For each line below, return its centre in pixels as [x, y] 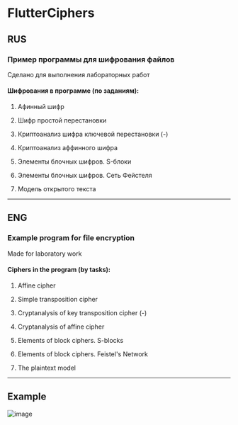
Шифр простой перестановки [62, 120]
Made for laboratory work [45, 254]
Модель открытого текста [57, 189]
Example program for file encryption [71, 238]
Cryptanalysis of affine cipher [61, 327]
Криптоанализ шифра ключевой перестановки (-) [93, 134]
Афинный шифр [41, 107]
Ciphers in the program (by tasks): [59, 270]
